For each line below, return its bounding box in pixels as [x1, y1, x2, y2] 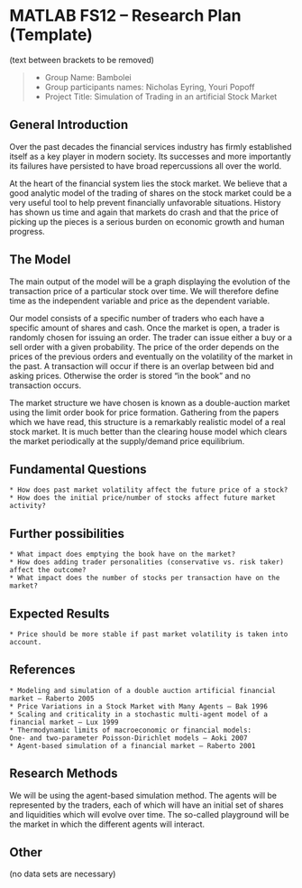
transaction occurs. [9, 380, 82, 391]
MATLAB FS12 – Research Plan [9, 5, 242, 26]
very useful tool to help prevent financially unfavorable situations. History [9, 197, 281, 208]
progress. [9, 226, 45, 236]
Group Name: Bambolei [44, 71, 133, 82]
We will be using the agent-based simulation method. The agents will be [9, 790, 278, 800]
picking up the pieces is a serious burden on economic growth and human [9, 216, 285, 227]
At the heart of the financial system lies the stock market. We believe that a [9, 178, 288, 189]
